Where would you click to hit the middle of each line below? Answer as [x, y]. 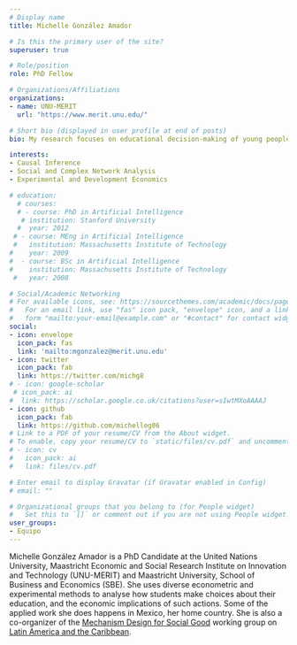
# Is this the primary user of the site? [87, 42]
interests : [29, 155]
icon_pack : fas [45, 343]
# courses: [37, 203]
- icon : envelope [41, 334]
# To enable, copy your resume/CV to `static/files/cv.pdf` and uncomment [150, 442]
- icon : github [37, 409]
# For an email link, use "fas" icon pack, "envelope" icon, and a [140, 311]
